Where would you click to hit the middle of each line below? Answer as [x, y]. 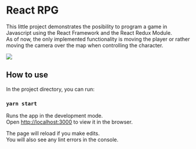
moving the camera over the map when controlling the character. [85, 45]
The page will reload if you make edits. [53, 134]
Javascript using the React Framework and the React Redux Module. [89, 32]
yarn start [21, 103]
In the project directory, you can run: [50, 89]
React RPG [32, 10]
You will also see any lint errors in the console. [62, 140]
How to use [27, 75]
